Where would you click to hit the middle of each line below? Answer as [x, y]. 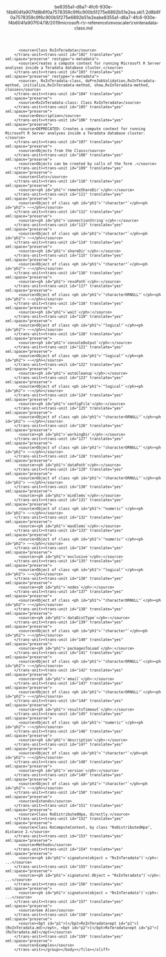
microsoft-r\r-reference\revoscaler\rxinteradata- [109, 23]
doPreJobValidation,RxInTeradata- [121, 81]
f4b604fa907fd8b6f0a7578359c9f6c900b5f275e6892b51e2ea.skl [75, 12]
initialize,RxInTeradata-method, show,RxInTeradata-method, [86, 85]
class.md [83, 28]
